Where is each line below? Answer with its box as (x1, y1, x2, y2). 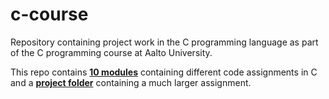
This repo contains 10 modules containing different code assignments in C (10, 66, 318, 78)
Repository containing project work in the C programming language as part (10, 36, 319, 48)
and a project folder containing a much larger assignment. (10, 76, 252, 88)
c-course (10, 3, 89, 26)
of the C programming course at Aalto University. (10, 46, 213, 58)
